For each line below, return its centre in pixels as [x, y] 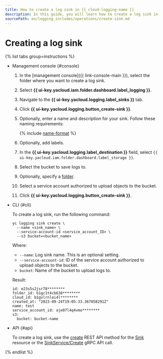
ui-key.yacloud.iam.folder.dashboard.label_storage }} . [77, 158]
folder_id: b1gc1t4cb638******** [46, 293]
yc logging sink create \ [38, 223]
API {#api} [22, 328]
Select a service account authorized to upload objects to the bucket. [88, 186]
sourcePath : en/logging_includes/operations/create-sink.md [68, 19]
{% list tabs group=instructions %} [40, 56]
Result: [19, 280]
